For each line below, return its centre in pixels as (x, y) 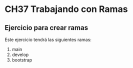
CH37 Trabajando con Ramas (66, 9)
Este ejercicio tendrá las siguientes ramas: (48, 39)
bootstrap (22, 60)
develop (20, 54)
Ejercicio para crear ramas (46, 28)
